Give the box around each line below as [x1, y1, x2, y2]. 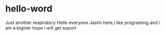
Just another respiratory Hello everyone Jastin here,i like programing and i [5, 19, 160, 25]
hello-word [5, 3, 53, 14]
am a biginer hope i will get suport [5, 24, 76, 30]
